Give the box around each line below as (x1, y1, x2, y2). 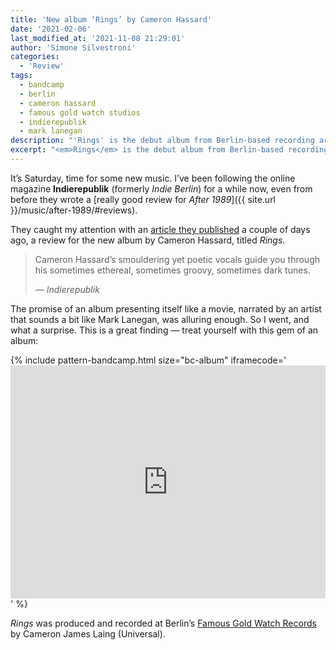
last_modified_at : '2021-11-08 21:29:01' (10, 33, 186, 43)
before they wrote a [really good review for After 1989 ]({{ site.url (10, 193, 277, 205)
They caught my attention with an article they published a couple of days (10, 223, 311, 235)
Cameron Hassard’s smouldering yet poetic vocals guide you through (34, 253, 320, 265)
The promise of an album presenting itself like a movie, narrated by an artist (10, 302, 322, 315)
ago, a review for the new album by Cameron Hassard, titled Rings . (10, 234, 286, 246)
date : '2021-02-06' (10, 24, 92, 34)
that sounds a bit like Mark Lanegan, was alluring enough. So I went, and (10, 313, 310, 325)
